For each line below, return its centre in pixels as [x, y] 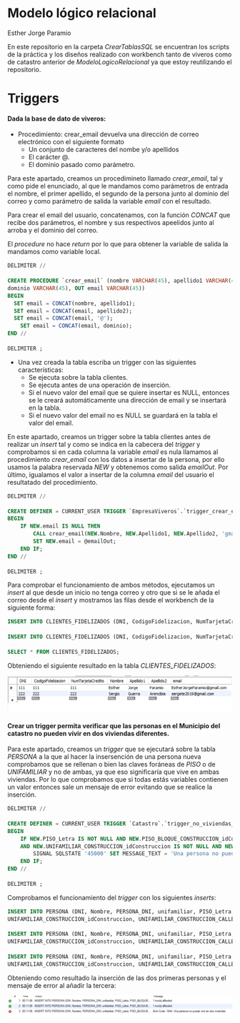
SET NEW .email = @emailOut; [75, 541]
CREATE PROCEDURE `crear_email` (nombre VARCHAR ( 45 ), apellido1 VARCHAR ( [120, 281]
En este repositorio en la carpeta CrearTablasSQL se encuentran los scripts [119, 46]
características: [41, 370]
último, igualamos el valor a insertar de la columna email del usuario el [111, 474]
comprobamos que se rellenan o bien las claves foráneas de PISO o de [111, 765]
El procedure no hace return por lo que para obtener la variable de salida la [118, 244]
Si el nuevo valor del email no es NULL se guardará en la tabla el [123, 415]
